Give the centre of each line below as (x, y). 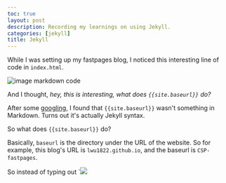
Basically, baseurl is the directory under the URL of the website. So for (109, 143)
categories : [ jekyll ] (39, 33)
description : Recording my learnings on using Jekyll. (89, 27)
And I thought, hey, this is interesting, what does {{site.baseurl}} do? (109, 95)
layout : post (26, 20)
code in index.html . (36, 67)
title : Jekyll (28, 40)
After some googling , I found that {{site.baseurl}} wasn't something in (111, 108)
